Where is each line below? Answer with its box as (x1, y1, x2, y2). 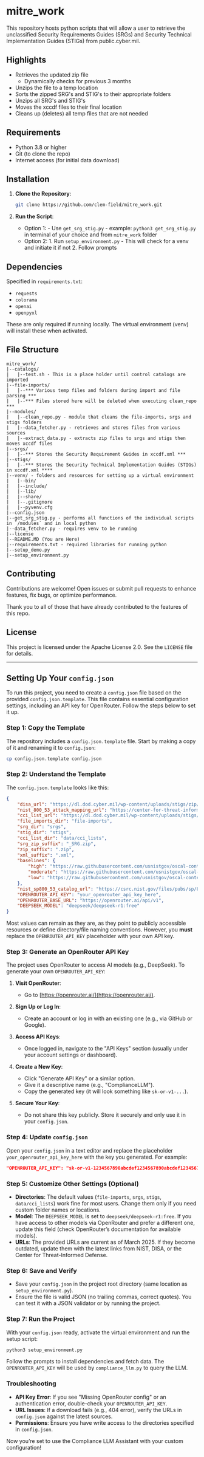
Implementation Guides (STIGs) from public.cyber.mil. (6, 37, 141, 44)
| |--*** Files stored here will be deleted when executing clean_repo (6, 398, 197, 404)
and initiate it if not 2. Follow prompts (24, 244, 117, 252)
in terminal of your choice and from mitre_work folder (24, 231, 158, 238)
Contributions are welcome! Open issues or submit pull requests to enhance (6, 585, 196, 592)
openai (15, 304, 32, 310)
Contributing (6, 569, 56, 579)
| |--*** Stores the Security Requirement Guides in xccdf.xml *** (6, 451, 186, 457)
